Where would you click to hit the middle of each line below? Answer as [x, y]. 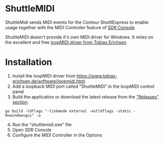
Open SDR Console [32, 130]
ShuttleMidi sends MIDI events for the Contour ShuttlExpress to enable [77, 22]
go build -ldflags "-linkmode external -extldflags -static [68, 111]
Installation [29, 62]
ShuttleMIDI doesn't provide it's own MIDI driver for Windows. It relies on [79, 37]
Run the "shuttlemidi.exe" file [42, 124]
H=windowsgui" [20, 115]
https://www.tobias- [97, 76]
